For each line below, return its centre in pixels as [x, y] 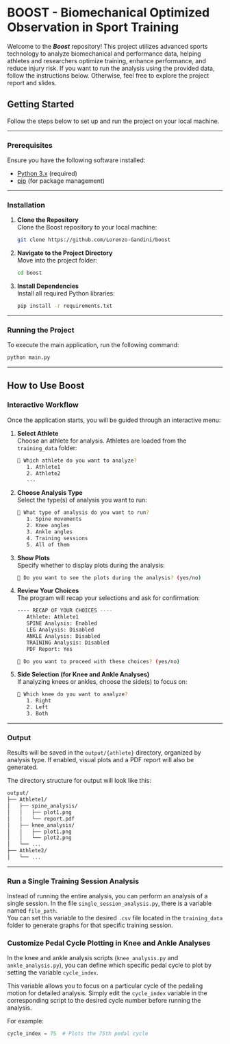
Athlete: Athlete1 [52, 617]
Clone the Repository [48, 220]
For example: [26, 1021]
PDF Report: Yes [50, 649]
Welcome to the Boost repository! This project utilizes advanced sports [107, 46]
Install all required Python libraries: [66, 293]
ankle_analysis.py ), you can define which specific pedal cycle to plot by [110, 965]
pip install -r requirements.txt [65, 306]
